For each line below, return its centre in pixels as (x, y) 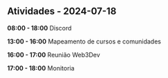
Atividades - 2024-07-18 (62, 11)
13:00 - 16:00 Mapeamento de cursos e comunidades (84, 41)
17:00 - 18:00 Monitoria (41, 68)
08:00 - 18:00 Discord (39, 28)
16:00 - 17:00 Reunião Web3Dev (54, 55)
